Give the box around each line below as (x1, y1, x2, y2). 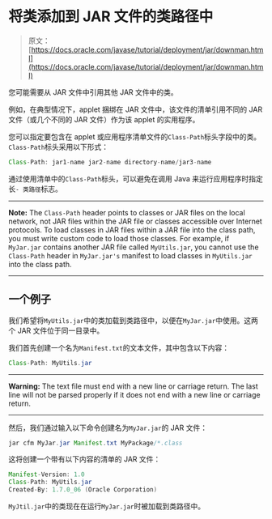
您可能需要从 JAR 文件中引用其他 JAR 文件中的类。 (8, 87, 178, 97)
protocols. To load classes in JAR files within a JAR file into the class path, (8, 224, 256, 235)
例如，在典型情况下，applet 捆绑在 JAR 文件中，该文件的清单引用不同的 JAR (8, 104, 263, 114)
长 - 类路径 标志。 (8, 184, 62, 194)
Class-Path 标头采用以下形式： (8, 142, 109, 151)
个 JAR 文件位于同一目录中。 (8, 325, 104, 335)
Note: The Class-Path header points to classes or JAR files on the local (8, 207, 245, 217)
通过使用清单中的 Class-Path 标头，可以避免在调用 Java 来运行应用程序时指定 (8, 173, 263, 183)
